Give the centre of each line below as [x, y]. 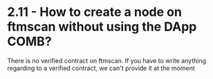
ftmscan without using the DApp [102, 27]
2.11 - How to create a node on [94, 12]
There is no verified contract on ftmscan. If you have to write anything [106, 60]
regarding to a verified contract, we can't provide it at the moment [101, 68]
